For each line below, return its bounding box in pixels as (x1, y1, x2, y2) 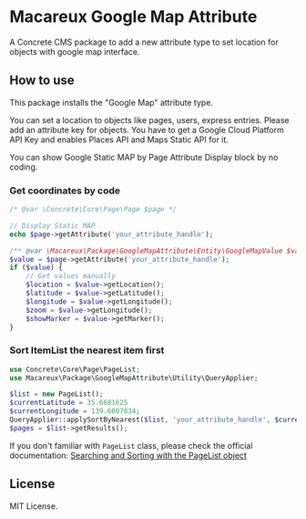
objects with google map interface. (9, 46, 140, 57)
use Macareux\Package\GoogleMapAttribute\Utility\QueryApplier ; (9, 373, 259, 382)
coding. (9, 161, 38, 172)
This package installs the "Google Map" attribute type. (9, 97, 214, 108)
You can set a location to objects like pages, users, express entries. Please (9, 114, 290, 125)
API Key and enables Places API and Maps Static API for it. (9, 134, 229, 145)
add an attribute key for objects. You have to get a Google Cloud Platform (9, 124, 284, 135)
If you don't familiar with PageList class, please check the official (9, 440, 253, 451)
